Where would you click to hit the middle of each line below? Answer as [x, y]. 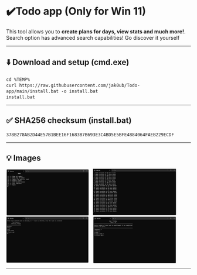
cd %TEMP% [18, 80]
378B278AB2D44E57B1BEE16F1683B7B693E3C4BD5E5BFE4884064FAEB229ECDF [90, 135]
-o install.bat [80, 91]
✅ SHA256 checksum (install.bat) [69, 121]
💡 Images [23, 158]
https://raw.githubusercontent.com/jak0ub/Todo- [80, 85]
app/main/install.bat [33, 91]
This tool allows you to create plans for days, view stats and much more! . [96, 31]
